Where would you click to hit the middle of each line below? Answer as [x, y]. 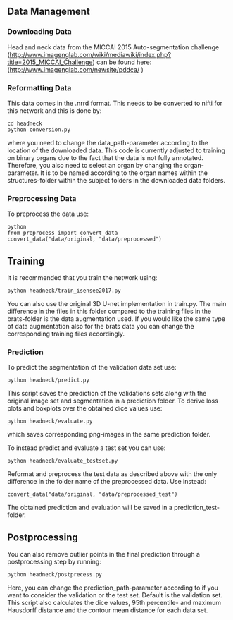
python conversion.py [39, 130]
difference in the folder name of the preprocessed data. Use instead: [107, 482]
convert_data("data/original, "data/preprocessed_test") [93, 494]
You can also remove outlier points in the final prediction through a [104, 554]
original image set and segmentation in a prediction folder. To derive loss [113, 401]
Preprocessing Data [42, 198]
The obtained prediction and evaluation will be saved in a [90, 508]
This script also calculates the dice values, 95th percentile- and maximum [114, 603]
